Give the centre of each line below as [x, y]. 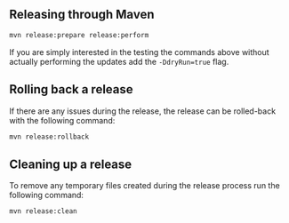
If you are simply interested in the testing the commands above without [139, 52]
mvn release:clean [43, 211]
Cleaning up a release [71, 164]
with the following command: [62, 120]
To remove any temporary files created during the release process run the [144, 186]
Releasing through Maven [82, 15]
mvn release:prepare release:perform [79, 35]
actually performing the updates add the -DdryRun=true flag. [119, 61]
